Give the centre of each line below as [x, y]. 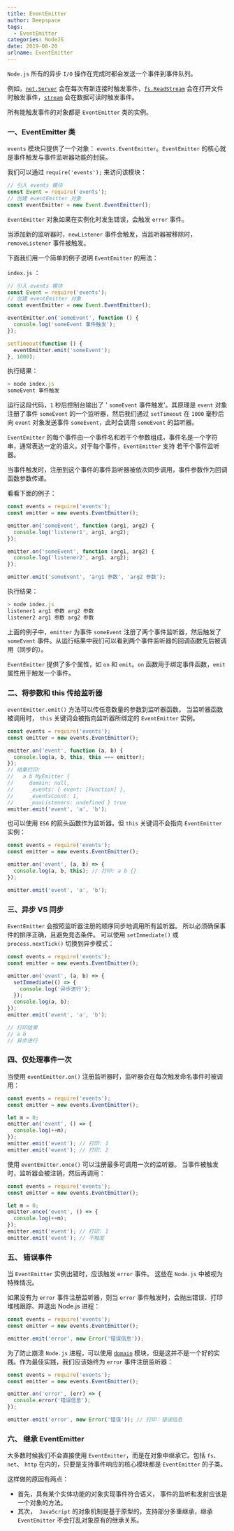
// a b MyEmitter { [39, 777]
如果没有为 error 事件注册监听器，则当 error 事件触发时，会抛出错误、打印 [115, 1298]
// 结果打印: [24, 770]
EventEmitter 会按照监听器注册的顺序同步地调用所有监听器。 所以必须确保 [114, 926]
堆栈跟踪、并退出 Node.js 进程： [54, 1306]
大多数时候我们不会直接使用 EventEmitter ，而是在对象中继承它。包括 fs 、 [114, 1455]
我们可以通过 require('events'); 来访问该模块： [77, 172]
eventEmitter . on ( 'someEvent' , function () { [73, 318]
